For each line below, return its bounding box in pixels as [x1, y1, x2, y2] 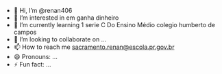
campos [13, 28, 37, 36]
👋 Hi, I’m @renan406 [13, 7, 73, 14]
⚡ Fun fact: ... [13, 60, 51, 68]
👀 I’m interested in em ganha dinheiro [13, 14, 119, 22]
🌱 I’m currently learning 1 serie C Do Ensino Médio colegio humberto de [13, 21, 216, 29]
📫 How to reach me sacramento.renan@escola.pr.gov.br [13, 43, 175, 51]
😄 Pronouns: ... [13, 53, 58, 60]
